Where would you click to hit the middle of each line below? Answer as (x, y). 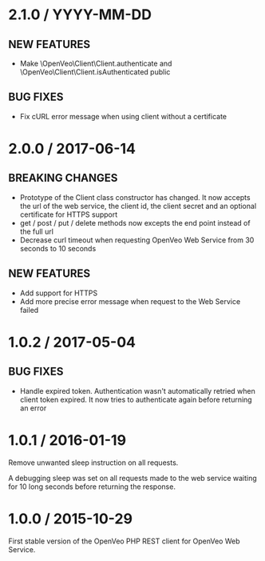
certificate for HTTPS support (69, 214)
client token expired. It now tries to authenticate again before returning (136, 399)
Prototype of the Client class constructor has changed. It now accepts (135, 197)
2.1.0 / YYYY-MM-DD (80, 15)
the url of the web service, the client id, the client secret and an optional (138, 206)
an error (33, 408)
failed (29, 310)
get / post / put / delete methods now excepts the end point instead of (135, 222)
